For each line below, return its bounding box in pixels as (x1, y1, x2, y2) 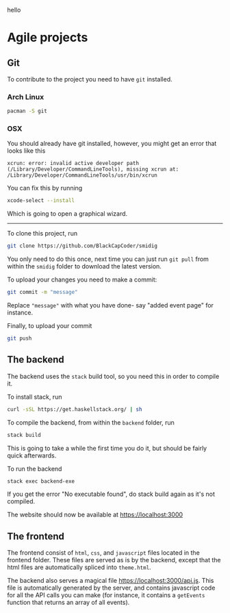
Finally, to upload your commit (7, 322, 92, 330)
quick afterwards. (7, 451, 57, 460)
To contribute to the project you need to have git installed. (7, 75, 172, 83)
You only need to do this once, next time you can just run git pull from (7, 255, 209, 263)
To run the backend (7, 464, 62, 473)
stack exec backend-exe (7, 477, 75, 485)
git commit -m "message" (7, 289, 78, 296)
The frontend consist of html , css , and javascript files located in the (7, 549, 200, 557)
